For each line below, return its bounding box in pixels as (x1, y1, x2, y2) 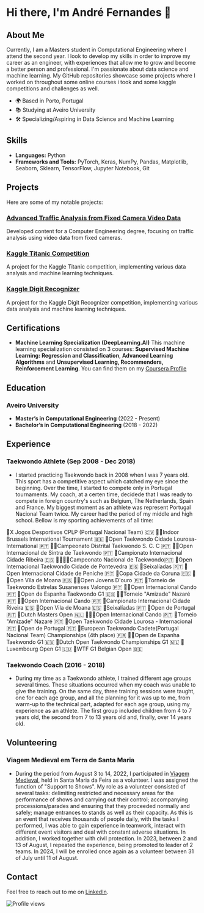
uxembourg (6, 645, 38, 652)
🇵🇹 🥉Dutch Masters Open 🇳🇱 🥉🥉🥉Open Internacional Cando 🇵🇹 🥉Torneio (6, 610, 197, 618)
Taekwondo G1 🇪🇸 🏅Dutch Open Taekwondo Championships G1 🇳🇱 (6, 638, 180, 646)
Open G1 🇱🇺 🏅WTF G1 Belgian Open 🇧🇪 (39, 645, 143, 652)
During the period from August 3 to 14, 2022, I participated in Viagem (15, 770, 190, 777)
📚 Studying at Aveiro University (15, 106, 96, 114)
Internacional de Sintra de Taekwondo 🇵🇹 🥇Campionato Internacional (6, 549, 183, 556)
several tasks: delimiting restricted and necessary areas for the (15, 789, 174, 796)
